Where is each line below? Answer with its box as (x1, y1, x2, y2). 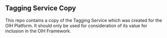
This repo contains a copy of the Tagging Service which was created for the (5, 17, 162, 23)
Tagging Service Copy (5, 4, 76, 12)
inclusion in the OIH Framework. (5, 27, 72, 34)
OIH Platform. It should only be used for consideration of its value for (5, 22, 147, 28)
